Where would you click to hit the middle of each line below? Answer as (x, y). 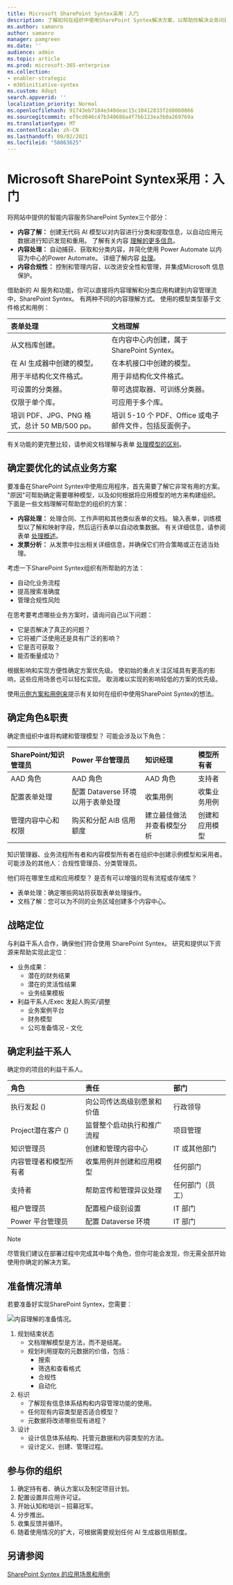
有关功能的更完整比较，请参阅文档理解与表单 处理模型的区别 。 (96, 445)
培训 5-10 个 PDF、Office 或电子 (165, 415)
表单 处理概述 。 (40, 536)
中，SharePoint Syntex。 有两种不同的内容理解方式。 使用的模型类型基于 (111, 299)
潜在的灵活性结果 (52, 984)
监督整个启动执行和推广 (124, 1125)
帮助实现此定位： (43, 952)
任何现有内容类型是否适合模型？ (73, 1412)
